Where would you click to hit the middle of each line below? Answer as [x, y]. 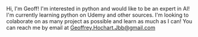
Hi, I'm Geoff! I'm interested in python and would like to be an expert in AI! [98, 9]
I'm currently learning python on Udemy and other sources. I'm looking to [97, 15]
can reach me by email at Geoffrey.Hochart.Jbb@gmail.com [81, 27]
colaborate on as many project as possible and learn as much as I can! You [99, 21]
